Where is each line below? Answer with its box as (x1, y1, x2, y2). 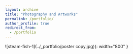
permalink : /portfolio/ (5, 16, 54, 21)
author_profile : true (5, 21, 50, 26)
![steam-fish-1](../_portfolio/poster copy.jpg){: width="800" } (5, 44, 129, 49)
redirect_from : (5, 26, 36, 30)
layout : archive (5, 7, 38, 12)
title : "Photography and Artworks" (5, 12, 78, 17)
